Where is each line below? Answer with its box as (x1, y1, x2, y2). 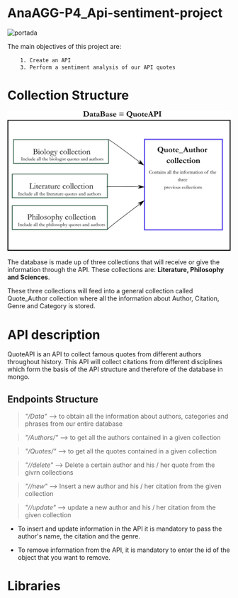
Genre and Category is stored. (7, 302, 96, 310)
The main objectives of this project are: (7, 42, 122, 50)
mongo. (7, 373, 30, 381)
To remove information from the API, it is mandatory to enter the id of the (17, 546, 230, 554)
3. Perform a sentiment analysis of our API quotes (20, 64, 176, 71)
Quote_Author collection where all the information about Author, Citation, (7, 294, 220, 303)
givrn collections (24, 468, 74, 477)
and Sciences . (7, 273, 50, 281)
